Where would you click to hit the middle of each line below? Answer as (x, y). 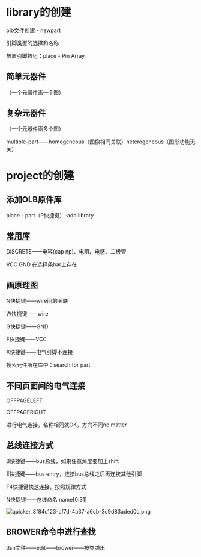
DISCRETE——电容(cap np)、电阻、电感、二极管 (66, 252)
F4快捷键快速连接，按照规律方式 (46, 487)
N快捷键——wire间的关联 (37, 301)
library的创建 (39, 12)
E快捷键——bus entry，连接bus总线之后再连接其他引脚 (74, 474)
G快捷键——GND (27, 326)
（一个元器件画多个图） (35, 129)
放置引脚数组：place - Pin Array (46, 55)
